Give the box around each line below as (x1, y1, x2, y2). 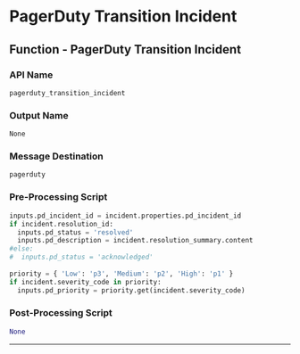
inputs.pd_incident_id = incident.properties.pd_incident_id (9, 211, 242, 220)
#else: (9, 244, 34, 253)
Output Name (9, 109, 69, 121)
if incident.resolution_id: (9, 219, 114, 228)
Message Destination (9, 150, 104, 162)
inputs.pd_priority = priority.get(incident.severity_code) (17, 285, 246, 295)
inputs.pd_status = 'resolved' (17, 227, 134, 237)
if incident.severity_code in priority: (9, 277, 162, 286)
